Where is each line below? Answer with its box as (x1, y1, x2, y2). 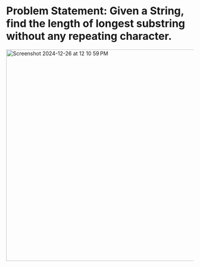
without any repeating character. (6, 30, 172, 43)
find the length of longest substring (6, 17, 186, 30)
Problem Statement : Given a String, (6, 4, 185, 18)
